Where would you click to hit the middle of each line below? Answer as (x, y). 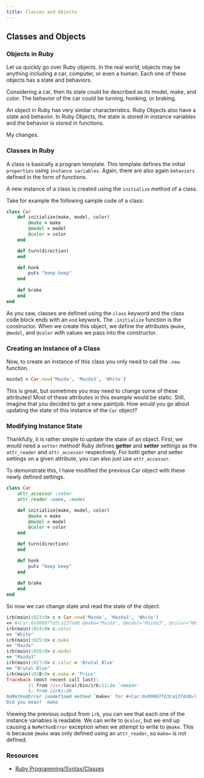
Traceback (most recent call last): (53, 679)
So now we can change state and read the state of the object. (83, 606)
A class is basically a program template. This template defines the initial (96, 164)
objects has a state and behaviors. (49, 80)
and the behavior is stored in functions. (55, 123)
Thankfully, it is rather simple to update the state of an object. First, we (95, 440)
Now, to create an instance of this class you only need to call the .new (93, 362)
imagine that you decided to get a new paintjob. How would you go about (98, 404)
